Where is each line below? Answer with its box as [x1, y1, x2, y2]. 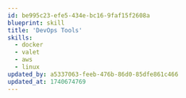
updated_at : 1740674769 [7, 77, 87, 85]
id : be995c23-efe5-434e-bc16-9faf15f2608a [7, 11, 150, 20]
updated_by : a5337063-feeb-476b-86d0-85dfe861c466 [7, 70, 179, 78]
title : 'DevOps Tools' [7, 26, 83, 34]
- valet [14, 48, 41, 56]
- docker [14, 41, 44, 49]
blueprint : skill [7, 19, 65, 27]
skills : [7, 33, 33, 42]
